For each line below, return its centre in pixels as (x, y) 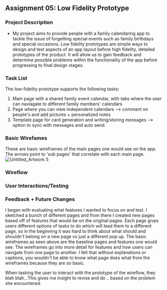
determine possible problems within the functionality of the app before (85, 60)
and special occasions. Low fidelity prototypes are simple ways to (80, 44)
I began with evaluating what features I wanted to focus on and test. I (76, 210)
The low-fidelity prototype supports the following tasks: (62, 89)
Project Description (29, 22)
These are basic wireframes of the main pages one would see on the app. (81, 149)
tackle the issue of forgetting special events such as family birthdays (83, 38)
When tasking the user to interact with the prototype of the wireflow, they (80, 273)
